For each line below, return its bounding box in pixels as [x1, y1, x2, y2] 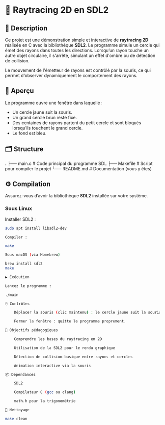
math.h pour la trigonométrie [14, 398, 76, 404]
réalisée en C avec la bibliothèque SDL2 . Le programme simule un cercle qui [5, 42, 160, 48]
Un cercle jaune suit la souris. [12, 109, 73, 115]
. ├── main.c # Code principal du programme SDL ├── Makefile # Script [5, 160, 153, 166]
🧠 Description [5, 24, 48, 32]
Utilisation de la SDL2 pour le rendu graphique [14, 345, 115, 350]
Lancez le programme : [5, 283, 52, 289]
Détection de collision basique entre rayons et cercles [14, 354, 133, 359]
